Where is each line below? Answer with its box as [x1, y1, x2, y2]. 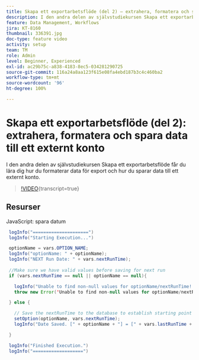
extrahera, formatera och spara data [6, 129, 188, 142]
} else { [8, 300, 31, 306]
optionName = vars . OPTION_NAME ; [8, 245, 89, 251]
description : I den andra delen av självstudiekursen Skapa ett [6, 14, 168, 20]
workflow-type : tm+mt [6, 74, 60, 80]
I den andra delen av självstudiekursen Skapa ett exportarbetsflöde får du [6, 161, 187, 168]
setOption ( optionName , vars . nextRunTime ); [14, 316, 120, 322]
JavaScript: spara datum [6, 218, 66, 225]
